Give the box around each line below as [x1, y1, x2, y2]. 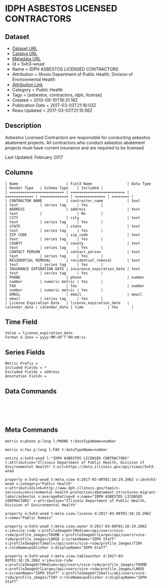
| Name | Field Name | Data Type [5, 181, 151, 186]
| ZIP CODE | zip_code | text [5, 232, 140, 237]
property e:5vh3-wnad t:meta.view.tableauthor [5, 553, 101, 558]
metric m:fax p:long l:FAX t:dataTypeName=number [5, 447, 108, 452]
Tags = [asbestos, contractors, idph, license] [12, 92, 102, 98]
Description [5, 122, 41, 130]
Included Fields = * [5, 365, 47, 370]
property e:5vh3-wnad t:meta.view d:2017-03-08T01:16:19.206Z [5, 477, 134, 482]
